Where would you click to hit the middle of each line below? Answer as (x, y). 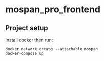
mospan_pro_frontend (53, 9)
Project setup (27, 28)
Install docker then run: (29, 40)
